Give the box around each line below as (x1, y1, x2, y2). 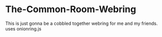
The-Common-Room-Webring (5, 4, 136, 15)
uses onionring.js (5, 25, 42, 31)
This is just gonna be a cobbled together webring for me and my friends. (5, 20, 158, 26)
